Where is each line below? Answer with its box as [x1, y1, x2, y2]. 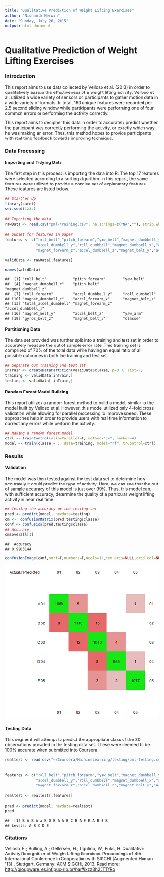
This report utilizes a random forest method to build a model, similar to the [5, 400, 154, 406]
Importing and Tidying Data [5, 160, 62, 165]
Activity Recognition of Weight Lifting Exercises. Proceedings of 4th [5, 851, 142, 856]
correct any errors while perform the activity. [5, 421, 95, 427]
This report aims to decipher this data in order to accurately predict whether [5, 119, 158, 125]
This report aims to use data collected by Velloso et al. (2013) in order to [5, 84, 150, 90]
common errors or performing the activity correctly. [5, 110, 109, 116]
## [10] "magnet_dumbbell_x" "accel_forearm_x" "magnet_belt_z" [5, 297, 156, 301]
